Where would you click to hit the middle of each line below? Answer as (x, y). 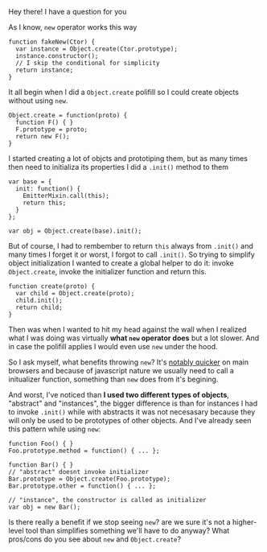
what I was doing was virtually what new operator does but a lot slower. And (134, 338)
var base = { (30, 182)
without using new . (38, 101)
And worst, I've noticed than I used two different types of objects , (119, 395)
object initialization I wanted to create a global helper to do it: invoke (121, 263)
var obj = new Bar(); (45, 507)
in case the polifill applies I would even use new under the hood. (113, 346)
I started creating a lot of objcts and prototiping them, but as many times (128, 159)
